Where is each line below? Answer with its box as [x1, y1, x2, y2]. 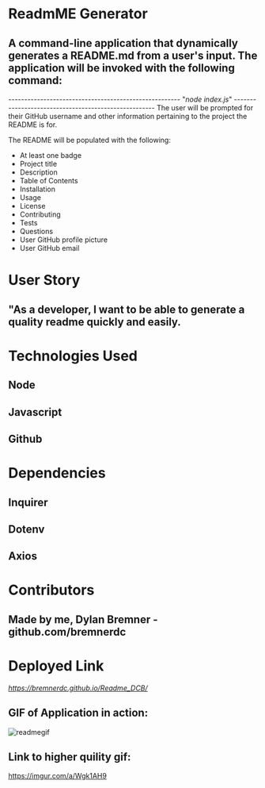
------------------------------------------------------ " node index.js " [8, 94, 233, 104]
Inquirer [8, 495, 49, 509]
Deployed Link [8, 657, 104, 675]
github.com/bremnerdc [8, 625, 127, 639]
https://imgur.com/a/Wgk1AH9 [8, 771, 107, 781]
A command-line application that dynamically [8, 37, 239, 50]
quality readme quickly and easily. [8, 315, 182, 329]
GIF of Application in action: [8, 706, 149, 720]
